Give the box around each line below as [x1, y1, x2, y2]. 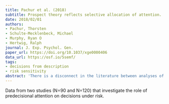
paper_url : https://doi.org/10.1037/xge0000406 [5, 50, 108, 55]
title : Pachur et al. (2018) [5, 7, 67, 13]
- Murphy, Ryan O [5, 36, 42, 41]
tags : [5, 59, 17, 64]
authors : [5, 21, 24, 27]
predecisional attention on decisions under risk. [5, 92, 105, 99]
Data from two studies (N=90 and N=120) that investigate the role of [5, 87, 148, 93]
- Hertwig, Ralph [5, 41, 42, 46]
